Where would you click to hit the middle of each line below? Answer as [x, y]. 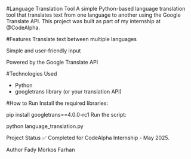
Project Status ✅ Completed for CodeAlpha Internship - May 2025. [88, 138]
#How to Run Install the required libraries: [57, 103]
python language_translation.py [45, 126]
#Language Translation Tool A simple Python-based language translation [96, 9]
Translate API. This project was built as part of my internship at [84, 21]
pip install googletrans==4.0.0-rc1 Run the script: [66, 115]
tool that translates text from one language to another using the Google [93, 15]
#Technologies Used [32, 74]
